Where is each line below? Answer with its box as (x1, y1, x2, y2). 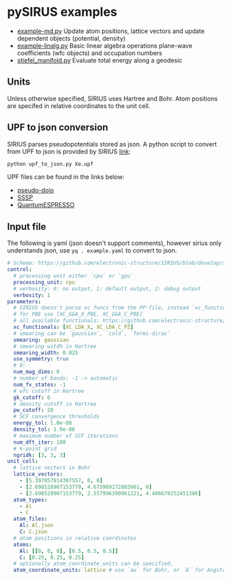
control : (7, 266, 32, 273)
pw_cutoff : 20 (13, 407, 54, 413)
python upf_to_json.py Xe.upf (7, 160, 94, 167)
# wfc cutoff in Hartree (13, 387, 85, 394)
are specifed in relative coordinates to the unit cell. (7, 101, 151, 110)
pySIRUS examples (7, 4, 118, 20)
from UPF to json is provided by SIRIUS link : (7, 147, 131, 155)
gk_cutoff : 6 (13, 394, 51, 401)
